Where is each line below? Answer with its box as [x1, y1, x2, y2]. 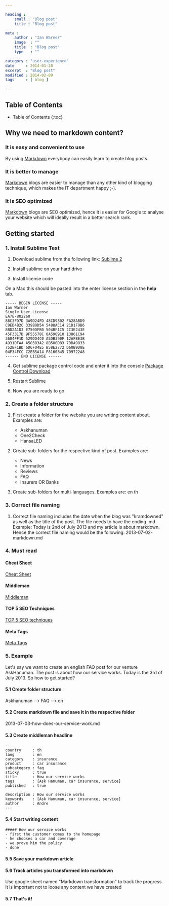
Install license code [12, 275, 53, 281]
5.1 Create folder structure [5, 686, 62, 693]
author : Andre [5, 801, 49, 806]
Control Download [12, 368, 51, 374]
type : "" [14, 49, 39, 54]
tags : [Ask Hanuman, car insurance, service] [5, 779, 121, 784]
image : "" [14, 40, 39, 45]
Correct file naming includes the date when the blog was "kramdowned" [12, 513, 163, 519]
